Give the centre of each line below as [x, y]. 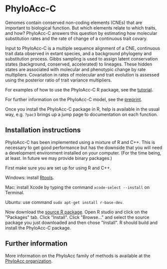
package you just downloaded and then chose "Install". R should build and [82, 222]
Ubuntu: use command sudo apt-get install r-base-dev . [64, 202]
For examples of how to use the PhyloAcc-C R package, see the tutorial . [79, 89]
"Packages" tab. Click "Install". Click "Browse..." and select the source [77, 217]
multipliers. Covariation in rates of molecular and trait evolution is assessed [82, 74]
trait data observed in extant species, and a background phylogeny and [79, 53]
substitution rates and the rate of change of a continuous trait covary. [77, 38]
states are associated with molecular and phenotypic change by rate [76, 69]
